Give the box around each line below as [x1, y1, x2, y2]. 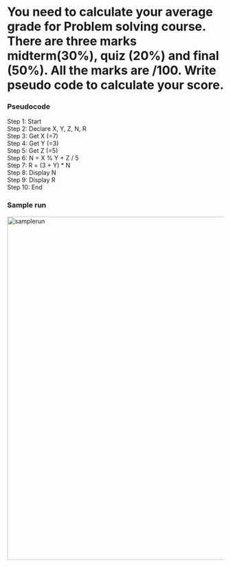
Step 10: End [7, 183, 43, 191]
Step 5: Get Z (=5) [7, 147, 58, 155]
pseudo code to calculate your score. [7, 77, 224, 93]
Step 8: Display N [7, 169, 56, 177]
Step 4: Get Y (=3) [7, 139, 59, 148]
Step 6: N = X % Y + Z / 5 [7, 154, 79, 162]
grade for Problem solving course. [7, 19, 206, 34]
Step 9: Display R [7, 176, 56, 184]
